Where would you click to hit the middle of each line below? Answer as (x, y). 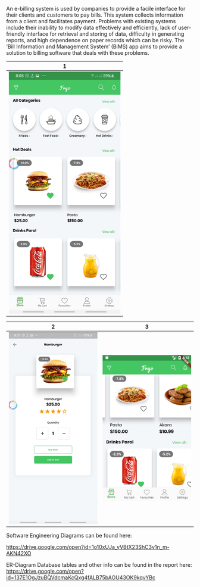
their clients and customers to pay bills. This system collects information (95, 15)
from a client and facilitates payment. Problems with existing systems (91, 21)
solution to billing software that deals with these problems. (78, 53)
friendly (16, 34)
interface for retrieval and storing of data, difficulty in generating (105, 34)
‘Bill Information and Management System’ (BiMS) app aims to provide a (94, 46)
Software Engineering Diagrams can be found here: (69, 535)
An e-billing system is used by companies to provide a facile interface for (96, 9)
